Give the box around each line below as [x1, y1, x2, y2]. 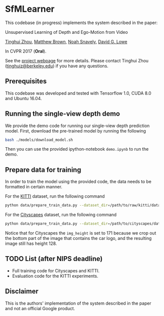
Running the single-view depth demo [5, 109, 121, 118]
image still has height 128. [5, 240, 57, 246]
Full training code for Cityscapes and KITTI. [12, 267, 100, 273]
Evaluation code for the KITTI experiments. [12, 273, 99, 279]
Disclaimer [5, 287, 39, 295]
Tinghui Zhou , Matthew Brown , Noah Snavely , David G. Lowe [5, 38, 128, 45]
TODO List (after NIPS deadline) [5, 255, 103, 263]
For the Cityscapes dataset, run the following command [5, 212, 117, 218]
